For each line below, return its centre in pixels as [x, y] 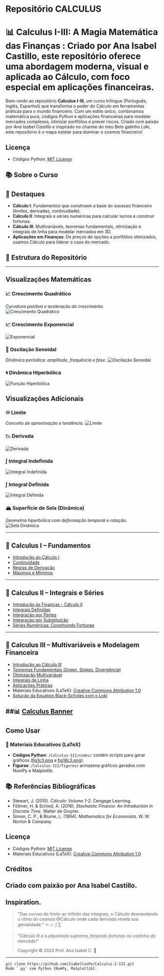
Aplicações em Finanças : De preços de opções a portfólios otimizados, [85, 237]
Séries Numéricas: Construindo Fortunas [53, 625]
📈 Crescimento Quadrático [38, 294]
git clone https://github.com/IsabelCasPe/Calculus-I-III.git [70, 964]
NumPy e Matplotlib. [33, 770]
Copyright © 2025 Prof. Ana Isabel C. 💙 [57, 951]
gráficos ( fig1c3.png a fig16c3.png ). [48, 760]
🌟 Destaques [25, 194]
